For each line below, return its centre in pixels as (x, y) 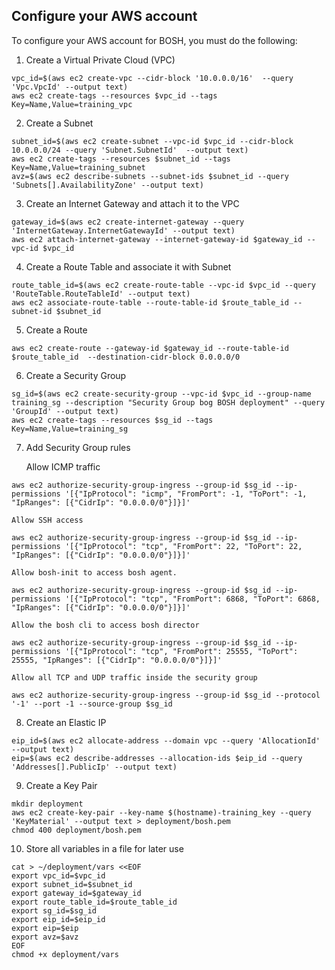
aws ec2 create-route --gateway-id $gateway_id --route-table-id (150, 348)
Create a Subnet (59, 123)
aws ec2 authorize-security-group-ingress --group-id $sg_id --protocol (166, 695)
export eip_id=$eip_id (58, 919)
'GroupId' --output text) (65, 411)
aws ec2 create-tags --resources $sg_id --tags (112, 420)
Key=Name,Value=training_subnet (78, 167)
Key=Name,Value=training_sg (70, 429)
